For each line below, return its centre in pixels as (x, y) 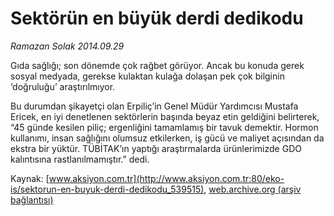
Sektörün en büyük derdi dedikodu (157, 18)
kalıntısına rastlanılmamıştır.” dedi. (80, 159)
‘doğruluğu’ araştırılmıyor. (63, 86)
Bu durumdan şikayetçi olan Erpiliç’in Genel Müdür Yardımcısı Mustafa (154, 106)
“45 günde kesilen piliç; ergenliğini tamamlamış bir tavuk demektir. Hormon (164, 127)
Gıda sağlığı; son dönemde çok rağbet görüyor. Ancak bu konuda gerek (157, 65)
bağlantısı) (32, 199)
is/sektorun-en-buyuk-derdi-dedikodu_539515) (107, 189)
